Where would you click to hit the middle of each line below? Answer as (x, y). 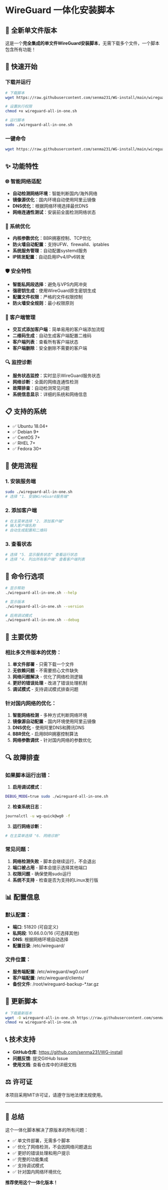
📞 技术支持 (20, 1039)
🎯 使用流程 (21, 466)
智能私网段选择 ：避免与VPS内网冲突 (50, 284)
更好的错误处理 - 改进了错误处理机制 (50, 683)
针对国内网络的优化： (31, 703)
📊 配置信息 (22, 897)
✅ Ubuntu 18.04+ (30, 426)
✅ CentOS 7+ (26, 437)
